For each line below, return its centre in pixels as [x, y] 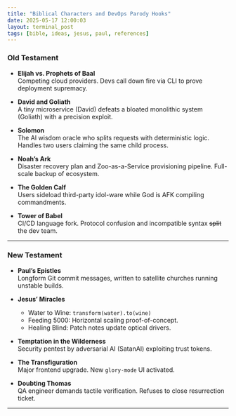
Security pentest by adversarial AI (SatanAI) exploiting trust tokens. [114, 349]
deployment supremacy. [52, 88]
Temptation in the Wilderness [62, 341]
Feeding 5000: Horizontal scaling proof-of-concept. [103, 320]
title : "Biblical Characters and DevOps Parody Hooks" [89, 14]
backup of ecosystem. [67, 173]
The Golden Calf [42, 187]
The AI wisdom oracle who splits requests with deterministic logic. [113, 137]
